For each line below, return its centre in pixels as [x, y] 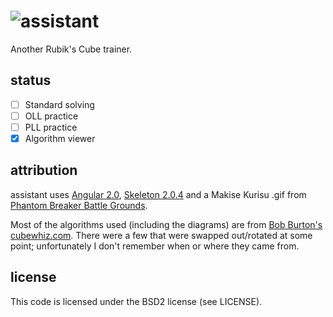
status [31, 80]
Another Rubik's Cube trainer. [71, 49]
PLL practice [51, 127]
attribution [44, 170]
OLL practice [51, 116]
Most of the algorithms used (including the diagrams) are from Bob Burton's [166, 224]
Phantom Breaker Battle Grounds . [79, 205]
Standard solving [59, 104]
